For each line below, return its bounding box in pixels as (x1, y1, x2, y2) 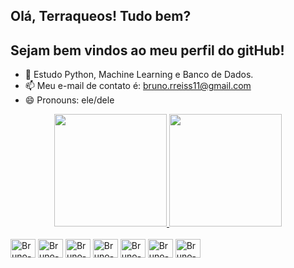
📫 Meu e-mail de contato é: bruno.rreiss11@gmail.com (24, 80, 252, 92)
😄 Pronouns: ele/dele (24, 94, 115, 106)
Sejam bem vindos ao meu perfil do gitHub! (10, 42, 285, 59)
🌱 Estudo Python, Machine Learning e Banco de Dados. (24, 69, 254, 81)
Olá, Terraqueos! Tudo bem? (10, 8, 192, 25)
